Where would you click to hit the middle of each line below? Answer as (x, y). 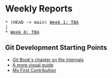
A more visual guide (33, 65)
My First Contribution (34, 70)
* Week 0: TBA (22, 32)
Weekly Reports (39, 9)
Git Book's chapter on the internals (48, 60)
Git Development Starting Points (56, 48)
